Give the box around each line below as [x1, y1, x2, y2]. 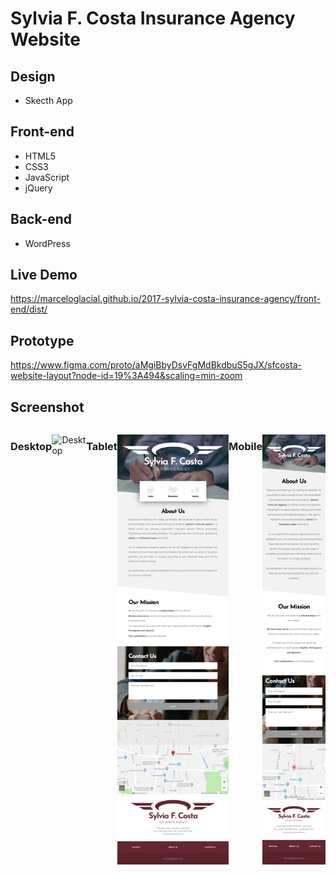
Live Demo [10, 267, 78, 284]
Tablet [86, 439, 118, 453]
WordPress [24, 237, 71, 249]
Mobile [228, 439, 263, 453]
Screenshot [10, 398, 85, 416]
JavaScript [24, 171, 70, 183]
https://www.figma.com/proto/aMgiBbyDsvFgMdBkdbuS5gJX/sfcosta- [10, 359, 302, 371]
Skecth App [24, 95, 73, 106]
